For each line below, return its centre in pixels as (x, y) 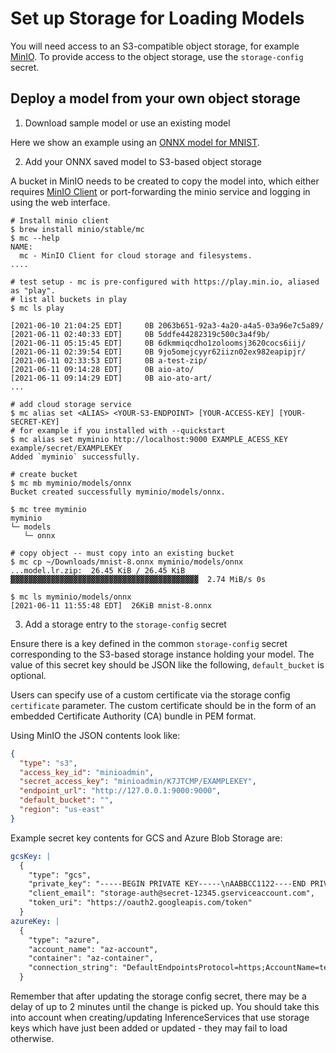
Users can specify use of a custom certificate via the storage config (150, 694)
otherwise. (32, 1038)
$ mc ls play (37, 308)
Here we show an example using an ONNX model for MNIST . (135, 142)
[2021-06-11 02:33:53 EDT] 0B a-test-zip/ (109, 360)
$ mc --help (35, 238)
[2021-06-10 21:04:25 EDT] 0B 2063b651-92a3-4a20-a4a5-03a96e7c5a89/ (167, 325)
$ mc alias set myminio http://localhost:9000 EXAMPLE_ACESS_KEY (149, 439)
